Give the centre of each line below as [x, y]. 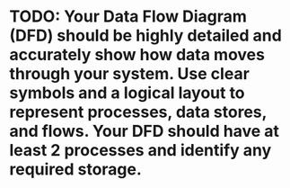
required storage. [75, 170]
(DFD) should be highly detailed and [146, 36]
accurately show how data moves [137, 55]
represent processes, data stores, [138, 112]
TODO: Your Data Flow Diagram [128, 17]
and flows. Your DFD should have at [145, 131]
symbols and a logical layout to [127, 93]
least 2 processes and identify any [141, 151]
